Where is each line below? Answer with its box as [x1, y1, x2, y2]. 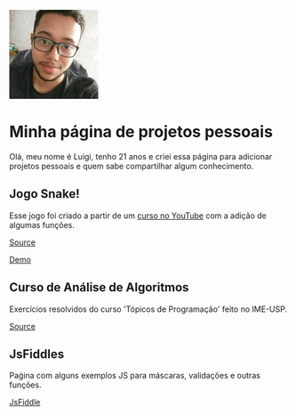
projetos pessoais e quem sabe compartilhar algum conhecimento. [9, 160, 254, 171]
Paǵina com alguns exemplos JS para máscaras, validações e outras [9, 371, 260, 381]
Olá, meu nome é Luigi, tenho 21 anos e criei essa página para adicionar [9, 151, 273, 161]
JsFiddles [9, 347, 65, 362]
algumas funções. [9, 219, 76, 230]
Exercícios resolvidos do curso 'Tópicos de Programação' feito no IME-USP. [9, 304, 287, 314]
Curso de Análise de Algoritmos [9, 280, 189, 295]
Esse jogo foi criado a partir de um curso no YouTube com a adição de [9, 210, 267, 221]
